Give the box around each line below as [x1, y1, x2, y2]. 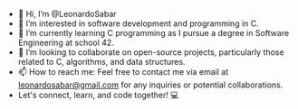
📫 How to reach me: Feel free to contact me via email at [17, 67, 229, 77]
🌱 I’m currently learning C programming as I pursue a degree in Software [17, 28, 290, 38]
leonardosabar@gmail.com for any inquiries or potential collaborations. [17, 79, 284, 90]
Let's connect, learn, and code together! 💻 [17, 90, 179, 100]
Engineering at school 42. [17, 37, 115, 48]
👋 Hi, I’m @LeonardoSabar [17, 9, 117, 19]
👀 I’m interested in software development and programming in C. [17, 18, 260, 29]
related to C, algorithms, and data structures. [17, 57, 186, 67]
